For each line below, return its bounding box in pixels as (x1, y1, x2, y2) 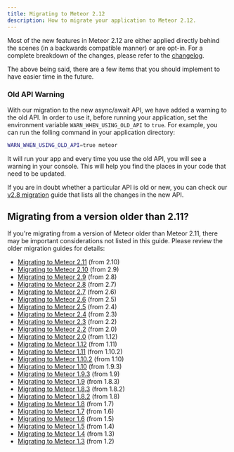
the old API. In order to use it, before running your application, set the (7, 113, 208, 122)
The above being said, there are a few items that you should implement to (7, 65, 220, 73)
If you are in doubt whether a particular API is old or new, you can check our (7, 183, 228, 191)
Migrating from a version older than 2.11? (7, 211, 190, 223)
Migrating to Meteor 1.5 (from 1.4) (17, 422, 115, 431)
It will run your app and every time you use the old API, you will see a (7, 154, 207, 162)
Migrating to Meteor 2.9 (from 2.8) (17, 273, 117, 281)
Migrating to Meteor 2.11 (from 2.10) (17, 258, 120, 266)
